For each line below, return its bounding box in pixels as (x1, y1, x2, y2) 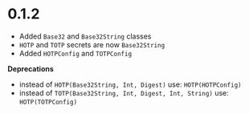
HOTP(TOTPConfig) (18, 98, 78, 106)
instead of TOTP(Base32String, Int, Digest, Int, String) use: (18, 88, 230, 97)
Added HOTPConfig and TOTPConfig (18, 48, 133, 58)
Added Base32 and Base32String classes (18, 31, 152, 41)
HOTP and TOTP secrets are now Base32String (18, 39, 165, 49)
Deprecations (7, 63, 54, 73)
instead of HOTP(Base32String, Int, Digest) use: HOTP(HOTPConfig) (18, 79, 242, 89)
